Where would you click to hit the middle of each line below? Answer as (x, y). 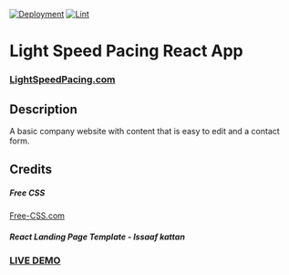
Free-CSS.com (37, 216)
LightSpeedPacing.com (62, 79)
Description (43, 109)
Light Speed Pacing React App (126, 51)
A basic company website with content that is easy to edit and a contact (144, 131)
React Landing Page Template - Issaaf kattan (97, 237)
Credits (31, 169)
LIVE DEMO (35, 260)
